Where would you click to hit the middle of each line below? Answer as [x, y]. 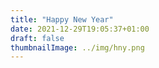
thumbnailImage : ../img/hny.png [77, 47]
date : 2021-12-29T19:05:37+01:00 [80, 29]
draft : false [37, 38]
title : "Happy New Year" [62, 19]
